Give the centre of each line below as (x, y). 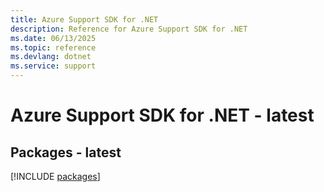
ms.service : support (53, 66)
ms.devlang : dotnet (51, 57)
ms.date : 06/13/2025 (53, 38)
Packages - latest (66, 152)
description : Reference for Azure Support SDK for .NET (129, 29)
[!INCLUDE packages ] (55, 176)
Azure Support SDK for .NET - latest (162, 115)
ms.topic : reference (53, 47)
